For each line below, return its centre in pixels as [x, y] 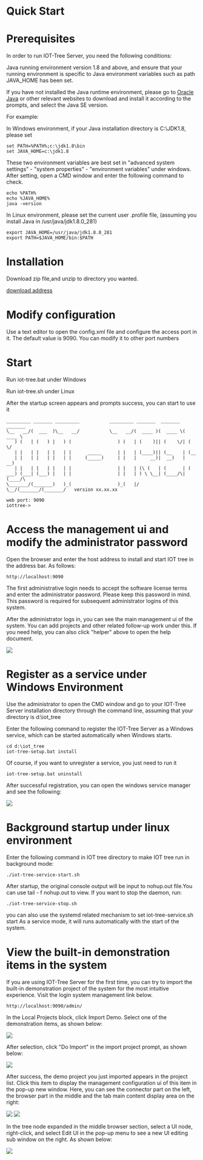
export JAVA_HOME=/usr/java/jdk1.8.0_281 [59, 233]
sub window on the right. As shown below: [59, 1139]
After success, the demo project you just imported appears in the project [97, 1076]
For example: [23, 117]
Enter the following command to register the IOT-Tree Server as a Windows [100, 729]
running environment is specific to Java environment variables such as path [101, 74]
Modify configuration [61, 315]
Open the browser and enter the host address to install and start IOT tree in [100, 559]
